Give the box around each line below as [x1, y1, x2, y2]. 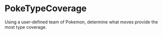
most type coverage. [4, 24, 47, 30]
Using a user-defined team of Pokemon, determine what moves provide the [4, 19, 159, 25]
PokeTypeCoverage [4, 3, 87, 14]
